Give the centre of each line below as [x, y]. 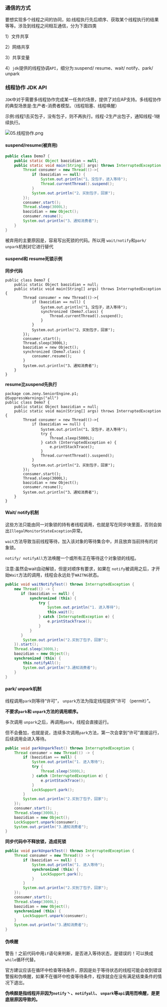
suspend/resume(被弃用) [32, 145]
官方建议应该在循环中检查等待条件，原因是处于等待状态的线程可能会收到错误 [83, 970]
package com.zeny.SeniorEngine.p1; [42, 394]
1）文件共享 [17, 36]
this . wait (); [61, 612]
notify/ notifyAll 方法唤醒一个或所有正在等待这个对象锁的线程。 [72, 558]
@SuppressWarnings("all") [32, 398]
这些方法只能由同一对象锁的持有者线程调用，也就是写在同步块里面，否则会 [81, 525]
